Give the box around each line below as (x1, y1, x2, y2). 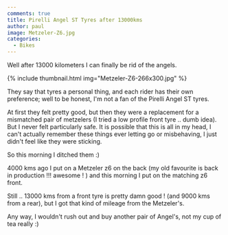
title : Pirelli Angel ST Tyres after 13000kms (7, 16, 143, 23)
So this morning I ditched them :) (7, 150, 100, 159)
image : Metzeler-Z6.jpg (7, 29, 76, 36)
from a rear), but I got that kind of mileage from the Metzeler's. (7, 199, 185, 207)
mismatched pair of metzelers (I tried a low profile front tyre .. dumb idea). (7, 115, 217, 124)
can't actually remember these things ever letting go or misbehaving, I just (7, 130, 218, 138)
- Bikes (13, 42, 36, 49)
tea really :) (7, 220, 39, 227)
